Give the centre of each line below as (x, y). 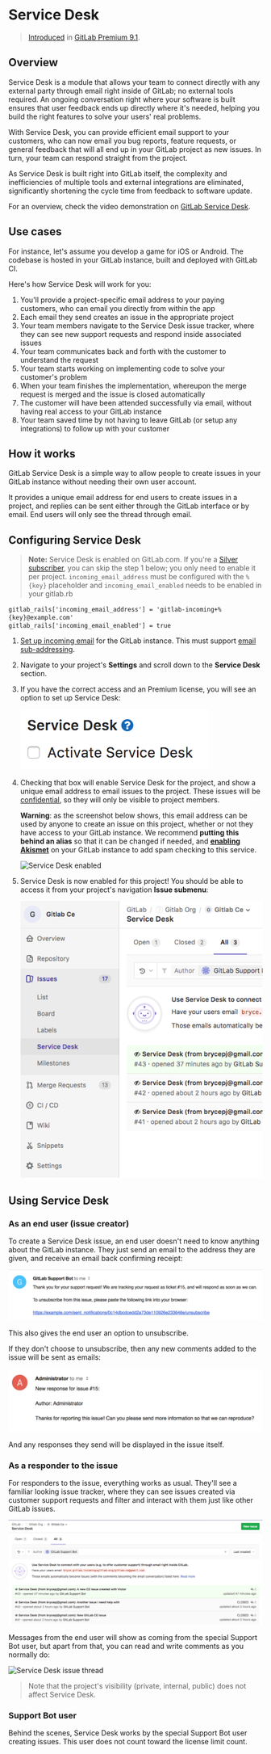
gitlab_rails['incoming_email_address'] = (81, 610)
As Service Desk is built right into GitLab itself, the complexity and (118, 173)
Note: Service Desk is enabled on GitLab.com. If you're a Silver (133, 560)
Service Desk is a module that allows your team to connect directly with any (134, 82)
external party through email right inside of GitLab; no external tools (121, 90)
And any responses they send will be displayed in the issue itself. (116, 1445)
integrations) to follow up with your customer (95, 428)
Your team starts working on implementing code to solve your (123, 368)
